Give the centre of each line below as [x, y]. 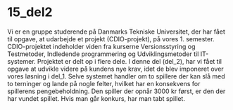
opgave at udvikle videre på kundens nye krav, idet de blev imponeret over [115, 69]
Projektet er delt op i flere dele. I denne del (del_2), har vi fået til [130, 61]
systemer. [22, 61]
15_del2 [30, 12]
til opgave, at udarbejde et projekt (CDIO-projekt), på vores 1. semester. [111, 39]
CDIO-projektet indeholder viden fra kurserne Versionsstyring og [101, 46]
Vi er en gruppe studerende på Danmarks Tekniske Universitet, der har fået [116, 32]
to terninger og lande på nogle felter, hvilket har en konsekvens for [104, 83]
